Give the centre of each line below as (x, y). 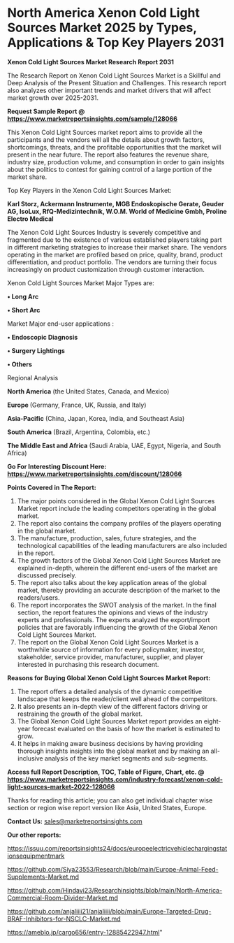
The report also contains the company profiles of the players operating (119, 523)
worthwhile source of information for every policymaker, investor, (111, 649)
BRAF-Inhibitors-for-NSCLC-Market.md (64, 919)
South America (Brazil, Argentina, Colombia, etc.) (79, 432)
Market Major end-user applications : (60, 324)
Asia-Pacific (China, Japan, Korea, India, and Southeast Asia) (96, 418)
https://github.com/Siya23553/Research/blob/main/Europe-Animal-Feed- (113, 869)
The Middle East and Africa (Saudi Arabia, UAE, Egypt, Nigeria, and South (114, 445)
